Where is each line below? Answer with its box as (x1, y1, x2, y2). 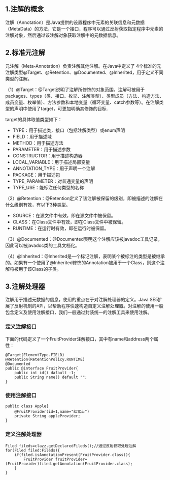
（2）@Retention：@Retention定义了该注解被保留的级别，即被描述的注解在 (5, 195, 163, 201)
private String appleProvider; (14, 414, 81, 419)
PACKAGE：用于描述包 (12, 172, 60, 178)
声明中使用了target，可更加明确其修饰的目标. (14, 105, 108, 111)
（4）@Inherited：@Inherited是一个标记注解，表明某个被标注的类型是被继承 (5, 253, 165, 259)
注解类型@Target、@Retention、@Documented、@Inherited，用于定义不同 (5, 69, 163, 75)
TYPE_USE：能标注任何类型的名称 (12, 184, 84, 190)
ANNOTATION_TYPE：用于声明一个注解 (12, 165, 95, 172)
